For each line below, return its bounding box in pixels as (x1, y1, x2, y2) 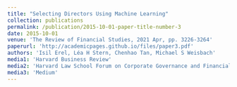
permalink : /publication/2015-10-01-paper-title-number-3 (7, 23, 181, 30)
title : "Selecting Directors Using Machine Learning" (7, 10, 169, 18)
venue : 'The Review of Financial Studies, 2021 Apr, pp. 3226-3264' (7, 36, 213, 43)
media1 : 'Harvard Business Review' (7, 56, 112, 63)
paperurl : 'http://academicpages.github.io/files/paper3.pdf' (7, 43, 194, 50)
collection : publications (7, 17, 83, 24)
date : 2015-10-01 (7, 29, 59, 37)
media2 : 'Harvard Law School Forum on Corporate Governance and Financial (7, 62, 232, 69)
